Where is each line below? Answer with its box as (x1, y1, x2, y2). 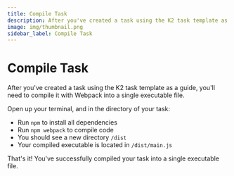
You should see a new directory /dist (17, 133, 127, 142)
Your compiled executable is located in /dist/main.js (17, 141, 173, 149)
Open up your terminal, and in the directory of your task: (7, 105, 171, 113)
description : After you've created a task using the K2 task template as (7, 17, 228, 24)
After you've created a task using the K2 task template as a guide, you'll (7, 84, 216, 92)
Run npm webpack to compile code (17, 126, 114, 134)
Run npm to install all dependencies (17, 118, 118, 127)
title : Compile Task (7, 10, 68, 18)
